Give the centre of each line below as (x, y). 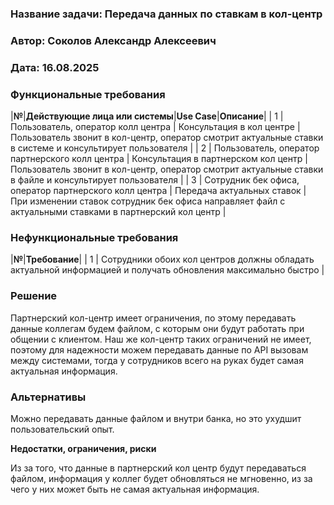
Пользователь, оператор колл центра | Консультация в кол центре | (155, 127)
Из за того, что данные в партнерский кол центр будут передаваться (158, 468)
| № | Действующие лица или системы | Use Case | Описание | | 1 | (147, 116)
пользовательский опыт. (62, 429)
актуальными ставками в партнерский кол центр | (118, 212)
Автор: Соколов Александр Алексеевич (113, 40)
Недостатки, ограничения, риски (83, 448)
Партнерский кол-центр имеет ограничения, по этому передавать (153, 318)
